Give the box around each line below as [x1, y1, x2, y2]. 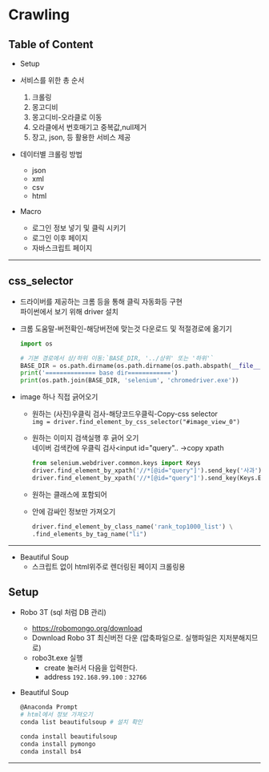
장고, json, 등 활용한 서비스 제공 [31, 132, 131, 142]
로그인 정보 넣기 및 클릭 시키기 [31, 223, 126, 232]
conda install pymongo [19, 740, 96, 748]
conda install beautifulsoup [19, 733, 118, 741]
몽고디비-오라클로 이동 [31, 112, 102, 122]
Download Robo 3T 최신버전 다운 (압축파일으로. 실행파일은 [31, 633, 218, 643]
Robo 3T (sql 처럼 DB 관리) [19, 608, 106, 617]
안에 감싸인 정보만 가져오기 [31, 507, 116, 516]
